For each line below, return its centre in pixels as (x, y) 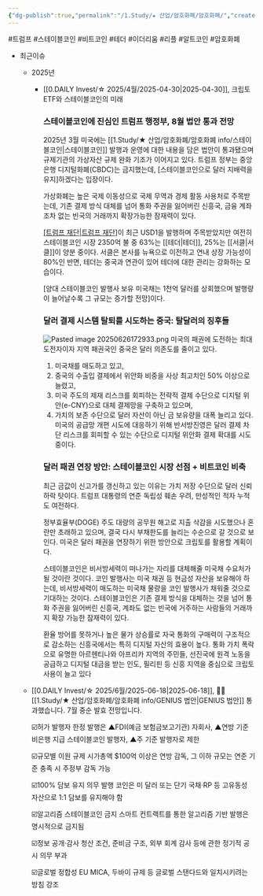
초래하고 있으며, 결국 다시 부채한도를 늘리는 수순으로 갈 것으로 (152, 531)
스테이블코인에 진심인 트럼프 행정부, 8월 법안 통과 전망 (139, 121)
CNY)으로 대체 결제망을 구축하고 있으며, (132, 405)
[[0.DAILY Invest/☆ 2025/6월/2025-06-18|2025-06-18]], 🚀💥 (128, 691)
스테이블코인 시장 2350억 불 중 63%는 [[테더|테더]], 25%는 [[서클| (145, 242)
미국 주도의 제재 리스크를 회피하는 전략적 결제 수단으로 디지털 (148, 395)
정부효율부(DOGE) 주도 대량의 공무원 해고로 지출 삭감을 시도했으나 (144, 522)
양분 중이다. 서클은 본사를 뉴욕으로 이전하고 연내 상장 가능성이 (157, 252)
